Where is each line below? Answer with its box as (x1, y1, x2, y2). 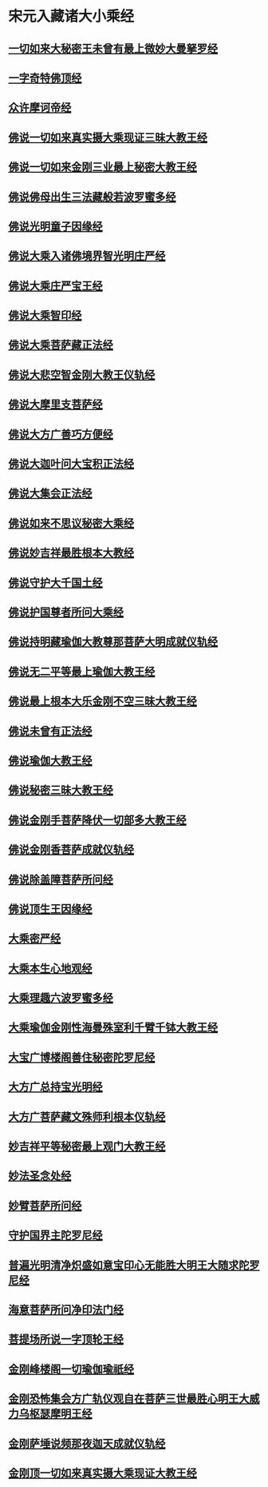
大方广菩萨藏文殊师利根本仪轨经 (8, 1110, 166, 1123)
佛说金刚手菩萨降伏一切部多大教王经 (8, 813, 187, 827)
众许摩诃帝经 (8, 101, 72, 114)
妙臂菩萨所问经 (8, 1198, 82, 1212)
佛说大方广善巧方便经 (8, 427, 113, 441)
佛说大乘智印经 (8, 309, 82, 322)
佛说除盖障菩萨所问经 (8, 872, 113, 886)
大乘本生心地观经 (8, 961, 93, 975)
